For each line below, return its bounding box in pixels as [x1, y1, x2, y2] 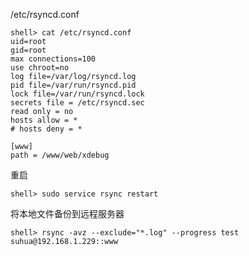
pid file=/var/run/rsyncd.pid [10, 80, 137, 90]
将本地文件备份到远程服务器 [10, 208, 125, 219]
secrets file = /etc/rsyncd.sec [10, 98, 145, 108]
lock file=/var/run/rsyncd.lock [10, 89, 145, 99]
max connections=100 [10, 54, 97, 64]
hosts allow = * [10, 115, 78, 125]
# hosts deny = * [10, 124, 83, 134]
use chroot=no [10, 63, 70, 73]
